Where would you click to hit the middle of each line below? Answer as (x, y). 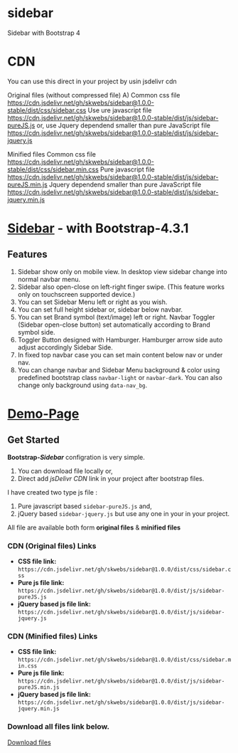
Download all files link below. (59, 727)
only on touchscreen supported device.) (76, 294)
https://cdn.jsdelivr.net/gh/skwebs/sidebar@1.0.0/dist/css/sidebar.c (124, 570)
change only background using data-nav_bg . (82, 385)
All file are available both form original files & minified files (94, 527)
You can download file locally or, (65, 470)
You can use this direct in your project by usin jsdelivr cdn (92, 81)
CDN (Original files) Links (52, 546)
